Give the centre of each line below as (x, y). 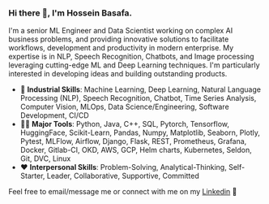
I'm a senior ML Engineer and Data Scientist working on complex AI (121, 31)
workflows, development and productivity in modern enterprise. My (121, 48)
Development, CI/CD (54, 115)
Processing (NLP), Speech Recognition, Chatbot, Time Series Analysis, (138, 98)
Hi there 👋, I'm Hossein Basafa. (70, 13)
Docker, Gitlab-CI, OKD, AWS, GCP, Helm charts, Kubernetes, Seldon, (136, 150)
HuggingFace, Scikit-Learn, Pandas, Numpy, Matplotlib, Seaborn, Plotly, (140, 132)
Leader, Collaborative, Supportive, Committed (123, 176)
